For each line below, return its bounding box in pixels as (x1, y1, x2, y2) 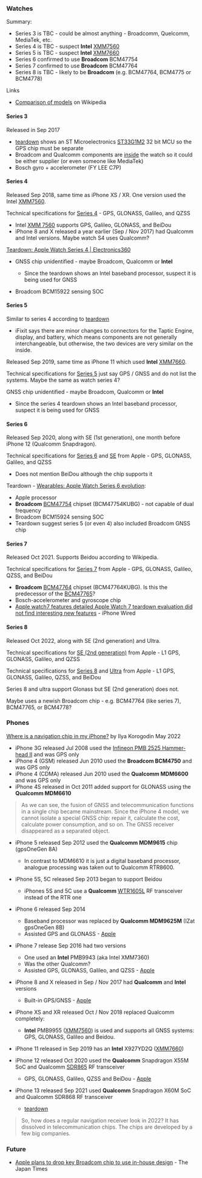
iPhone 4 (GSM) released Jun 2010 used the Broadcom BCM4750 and (15, 757, 192, 764)
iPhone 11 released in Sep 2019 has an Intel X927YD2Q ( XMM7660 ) (15, 1045, 184, 1052)
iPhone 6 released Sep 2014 (15, 905, 86, 913)
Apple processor (15, 494, 57, 501)
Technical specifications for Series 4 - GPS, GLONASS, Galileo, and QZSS (6, 209, 190, 217)
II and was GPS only (29, 750, 79, 758)
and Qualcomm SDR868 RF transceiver (15, 1093, 113, 1100)
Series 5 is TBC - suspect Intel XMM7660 (15, 49, 120, 57)
